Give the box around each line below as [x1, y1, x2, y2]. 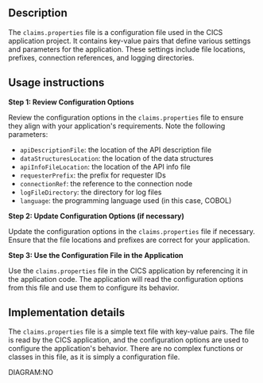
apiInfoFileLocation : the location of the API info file [19, 162, 191, 171]
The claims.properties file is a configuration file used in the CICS [8, 27, 223, 37]
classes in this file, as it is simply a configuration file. [8, 352, 180, 362]
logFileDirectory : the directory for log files [19, 187, 162, 197]
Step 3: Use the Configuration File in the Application [8, 250, 184, 260]
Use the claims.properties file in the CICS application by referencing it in [8, 266, 249, 276]
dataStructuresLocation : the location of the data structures [19, 153, 214, 162]
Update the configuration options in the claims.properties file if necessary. [8, 226, 256, 236]
